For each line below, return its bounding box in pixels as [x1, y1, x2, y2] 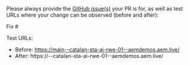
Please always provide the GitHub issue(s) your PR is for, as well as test [6, 5, 183, 12]
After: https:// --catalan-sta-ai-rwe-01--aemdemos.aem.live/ [14, 52, 164, 59]
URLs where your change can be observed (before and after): [6, 11, 159, 18]
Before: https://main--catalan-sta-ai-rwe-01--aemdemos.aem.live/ [14, 46, 180, 53]
